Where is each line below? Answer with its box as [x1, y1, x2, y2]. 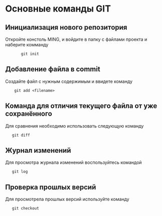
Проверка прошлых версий [5, 183, 96, 191]
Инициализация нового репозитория [5, 23, 127, 32]
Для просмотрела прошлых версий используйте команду [5, 196, 129, 202]
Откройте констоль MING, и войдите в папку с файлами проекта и [5, 36, 147, 42]
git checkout [12, 206, 39, 211]
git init [21, 51, 39, 56]
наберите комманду [5, 42, 49, 48]
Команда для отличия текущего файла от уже [5, 101, 157, 111]
